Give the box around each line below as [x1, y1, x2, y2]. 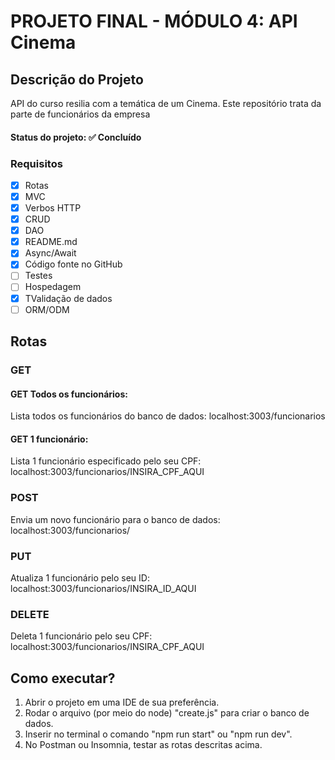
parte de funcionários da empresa [10, 108, 151, 120]
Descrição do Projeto [10, 71, 144, 88]
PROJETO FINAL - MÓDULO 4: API [10, 10, 298, 33]
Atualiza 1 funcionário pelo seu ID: [10, 571, 150, 584]
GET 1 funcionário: [10, 433, 89, 445]
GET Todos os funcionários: [10, 388, 128, 400]
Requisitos [10, 156, 63, 170]
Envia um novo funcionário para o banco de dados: [10, 513, 221, 525]
